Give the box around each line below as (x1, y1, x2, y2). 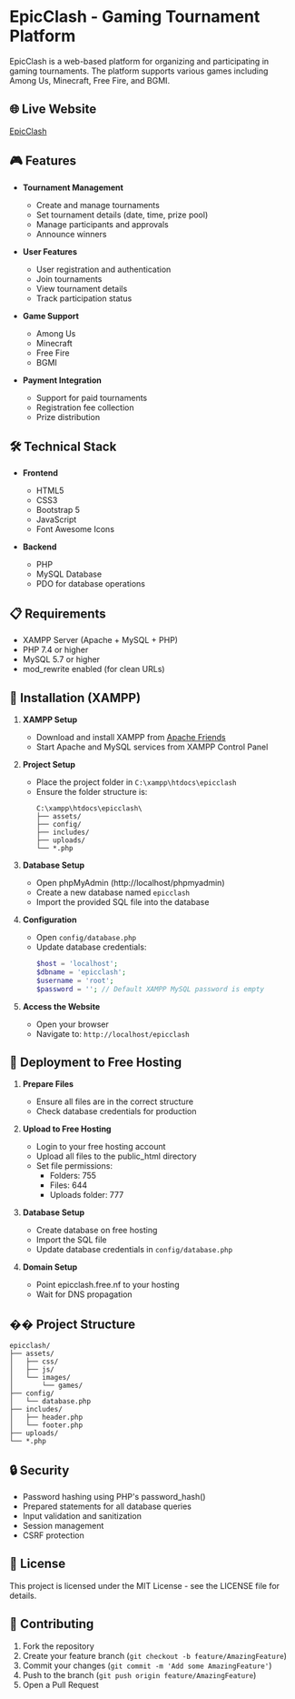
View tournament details (35, 283, 128, 294)
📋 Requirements (9, 606, 106, 621)
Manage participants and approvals (35, 218, 170, 229)
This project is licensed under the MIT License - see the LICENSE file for (9, 1580, 280, 1591)
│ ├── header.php (9, 1412, 84, 1423)
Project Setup (22, 759, 75, 769)
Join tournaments (35, 273, 103, 284)
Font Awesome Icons (35, 524, 115, 535)
